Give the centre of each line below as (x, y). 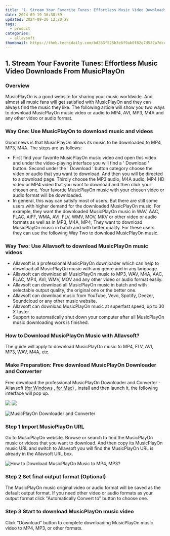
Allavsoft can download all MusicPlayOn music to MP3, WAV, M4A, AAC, (88, 274)
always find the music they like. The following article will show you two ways (85, 107)
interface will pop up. (27, 393)
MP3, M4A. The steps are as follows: (44, 148)
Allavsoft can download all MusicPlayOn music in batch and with (80, 285)
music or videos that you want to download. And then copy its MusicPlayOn (84, 443)
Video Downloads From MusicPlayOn (65, 71)
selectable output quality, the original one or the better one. (74, 290)
